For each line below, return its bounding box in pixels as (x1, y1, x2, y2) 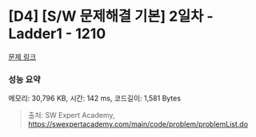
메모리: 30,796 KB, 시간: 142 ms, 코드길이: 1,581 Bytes (8, 93, 182, 104)
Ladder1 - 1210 (8, 25, 106, 43)
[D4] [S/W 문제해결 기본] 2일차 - (8, 7, 214, 25)
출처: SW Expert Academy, (27, 111, 115, 120)
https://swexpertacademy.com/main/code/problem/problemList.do (27, 119, 249, 129)
